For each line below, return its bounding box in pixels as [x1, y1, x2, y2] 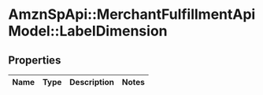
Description [69, 77, 114, 87]
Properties [8, 53, 61, 67]
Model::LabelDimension [8, 22, 168, 40]
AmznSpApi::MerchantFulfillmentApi [8, 5, 256, 24]
